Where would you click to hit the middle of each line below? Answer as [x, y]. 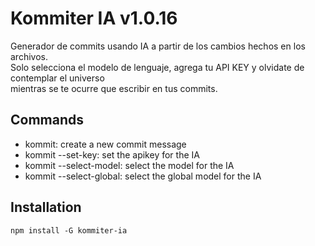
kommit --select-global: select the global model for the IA [143, 176]
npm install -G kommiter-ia [69, 230]
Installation [46, 207]
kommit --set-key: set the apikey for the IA [112, 154]
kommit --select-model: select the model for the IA [129, 165]
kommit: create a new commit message [105, 144]
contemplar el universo [57, 78]
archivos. [29, 56]
